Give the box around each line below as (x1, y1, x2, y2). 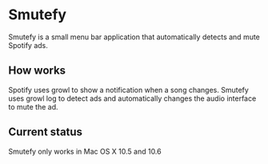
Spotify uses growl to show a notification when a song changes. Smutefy (8, 85, 250, 94)
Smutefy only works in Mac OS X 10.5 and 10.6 (8, 146, 162, 156)
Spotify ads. (8, 40, 48, 50)
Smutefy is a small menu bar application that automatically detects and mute (8, 32, 260, 42)
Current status (8, 126, 82, 139)
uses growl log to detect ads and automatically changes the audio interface (8, 94, 257, 103)
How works (8, 64, 66, 78)
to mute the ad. (8, 102, 58, 111)
